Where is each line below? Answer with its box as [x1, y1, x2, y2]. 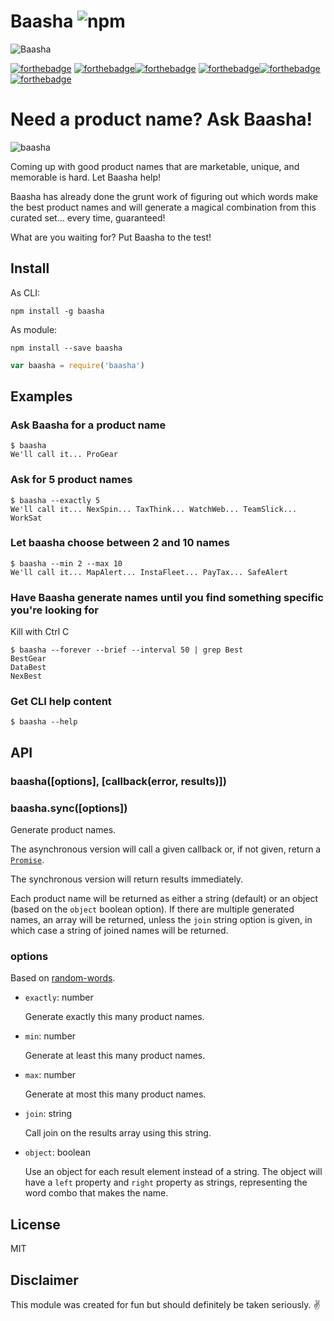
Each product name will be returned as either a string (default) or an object [10, 893, 319, 905]
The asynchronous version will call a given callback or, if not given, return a [10, 843, 322, 855]
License [10, 1216, 61, 1233]
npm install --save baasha [10, 343, 123, 353]
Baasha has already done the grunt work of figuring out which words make [10, 190, 318, 202]
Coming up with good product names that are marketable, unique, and [10, 160, 300, 172]
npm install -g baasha [10, 306, 105, 316]
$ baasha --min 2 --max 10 [10, 558, 123, 569]
